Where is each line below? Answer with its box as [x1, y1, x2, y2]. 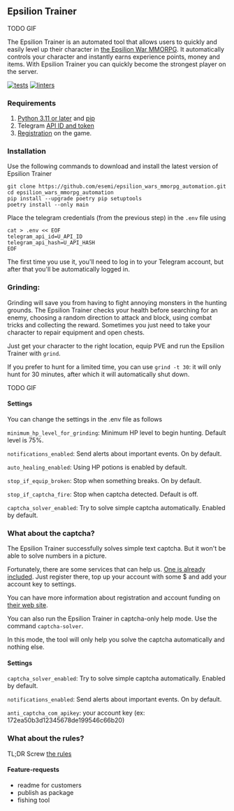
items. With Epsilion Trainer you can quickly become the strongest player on [7, 59, 226, 68]
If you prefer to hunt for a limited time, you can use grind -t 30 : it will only [7, 362, 221, 371]
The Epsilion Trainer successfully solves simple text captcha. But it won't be [7, 544, 226, 553]
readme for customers [17, 781, 82, 789]
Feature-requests [7, 766, 59, 774]
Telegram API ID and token [17, 121, 94, 130]
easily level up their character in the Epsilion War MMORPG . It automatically [7, 45, 225, 53]
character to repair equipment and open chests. [7, 328, 145, 336]
